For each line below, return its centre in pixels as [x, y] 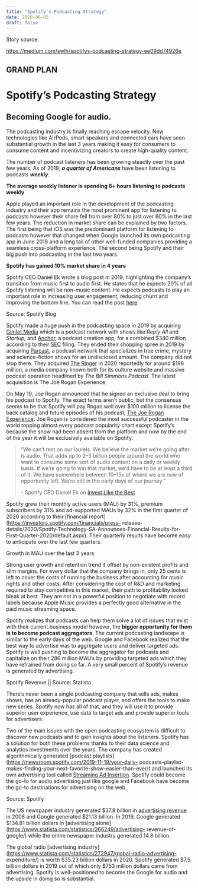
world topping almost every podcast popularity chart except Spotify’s [90, 425]
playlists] [103, 756]
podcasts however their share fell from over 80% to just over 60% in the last [99, 216]
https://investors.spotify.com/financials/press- [64, 522]
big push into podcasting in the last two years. [62, 254]
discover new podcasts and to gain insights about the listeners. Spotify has [98, 737]
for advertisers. [25, 719]
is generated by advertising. [40, 671]
